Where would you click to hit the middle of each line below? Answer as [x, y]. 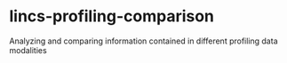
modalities [28, 50]
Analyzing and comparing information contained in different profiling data [143, 41]
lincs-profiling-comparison [112, 16]
